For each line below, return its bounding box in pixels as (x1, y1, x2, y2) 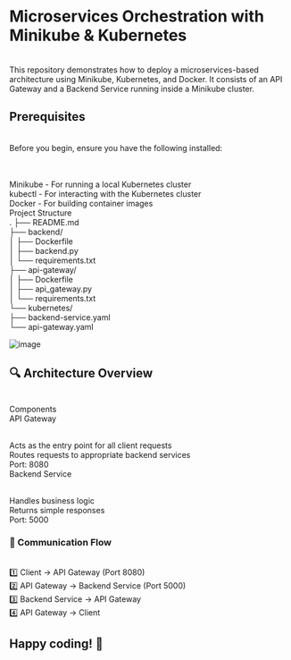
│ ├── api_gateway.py (9, 283, 92, 294)
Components (9, 403, 57, 414)
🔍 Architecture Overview (9, 366, 154, 381)
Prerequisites (9, 109, 86, 124)
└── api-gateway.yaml (9, 321, 94, 332)
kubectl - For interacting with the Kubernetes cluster (9, 188, 202, 199)
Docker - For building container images (9, 198, 154, 208)
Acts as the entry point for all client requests (9, 440, 172, 451)
